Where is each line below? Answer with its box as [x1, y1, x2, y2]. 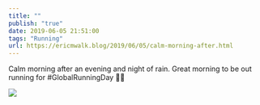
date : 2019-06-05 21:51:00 [8, 27, 100, 35]
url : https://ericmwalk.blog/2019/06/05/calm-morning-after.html [8, 42, 233, 50]
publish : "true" [8, 19, 63, 27]
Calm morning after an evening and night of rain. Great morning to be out [8, 64, 253, 73]
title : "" [8, 11, 42, 20]
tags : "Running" [8, 34, 63, 43]
